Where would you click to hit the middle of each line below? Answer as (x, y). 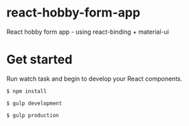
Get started (40, 60)
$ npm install (27, 91)
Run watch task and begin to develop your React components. (94, 78)
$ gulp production (33, 115)
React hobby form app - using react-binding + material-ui (88, 32)
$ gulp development (34, 103)
